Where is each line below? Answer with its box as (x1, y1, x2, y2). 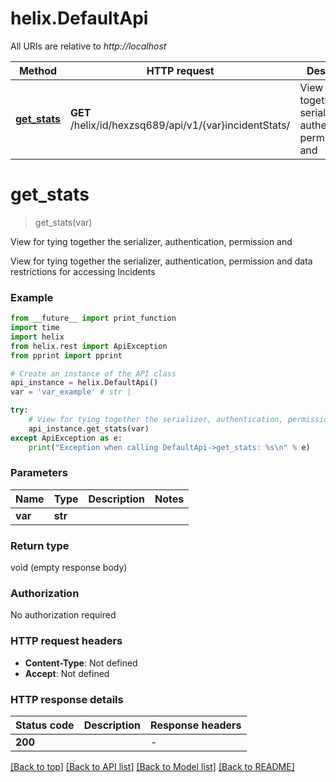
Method (18, 63, 58, 77)
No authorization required (10, 609, 117, 621)
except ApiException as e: (10, 433, 123, 443)
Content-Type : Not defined (24, 657, 138, 669)
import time (10, 323, 60, 333)
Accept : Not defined (24, 667, 110, 679)
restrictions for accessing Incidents (10, 265, 156, 277)
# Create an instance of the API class (10, 368, 177, 379)
